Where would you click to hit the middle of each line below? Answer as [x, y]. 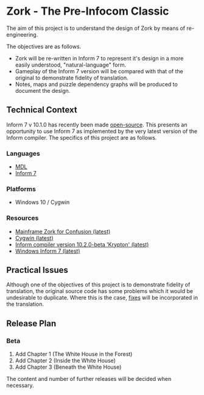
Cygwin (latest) [34, 238]
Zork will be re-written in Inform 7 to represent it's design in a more [99, 58]
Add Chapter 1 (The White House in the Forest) [74, 354]
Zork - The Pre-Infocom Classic [88, 11]
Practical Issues [37, 270]
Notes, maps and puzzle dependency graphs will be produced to [96, 84]
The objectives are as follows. [44, 46]
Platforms [21, 189]
